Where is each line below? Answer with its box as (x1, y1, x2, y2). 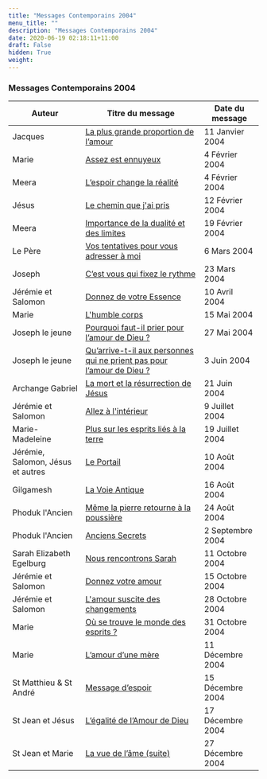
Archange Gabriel (12, 383, 78, 394)
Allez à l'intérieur (85, 406, 149, 417)
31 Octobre (203, 617, 248, 628)
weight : (8, 56, 34, 64)
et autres (12, 466, 46, 477)
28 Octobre (203, 594, 248, 605)
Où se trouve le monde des (85, 617, 187, 628)
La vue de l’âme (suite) (85, 748, 171, 759)
